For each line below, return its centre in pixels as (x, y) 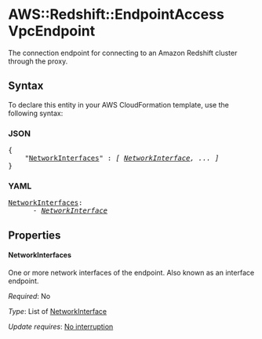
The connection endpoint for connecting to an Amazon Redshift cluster (123, 53)
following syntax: (36, 113)
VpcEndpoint (52, 31)
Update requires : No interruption (61, 326)
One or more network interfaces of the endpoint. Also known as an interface (131, 272)
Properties (35, 235)
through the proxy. (38, 61)
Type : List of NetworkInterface (58, 311)
